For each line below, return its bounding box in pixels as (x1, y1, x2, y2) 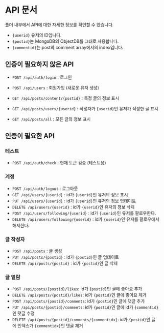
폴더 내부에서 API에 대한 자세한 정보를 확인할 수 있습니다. (5, 22, 114, 28)
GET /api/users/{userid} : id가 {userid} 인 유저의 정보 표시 (12, 191, 128, 197)
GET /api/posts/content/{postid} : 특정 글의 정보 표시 (12, 95, 119, 101)
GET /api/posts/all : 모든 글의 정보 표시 (12, 116, 91, 122)
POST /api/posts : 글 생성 (12, 248, 62, 254)
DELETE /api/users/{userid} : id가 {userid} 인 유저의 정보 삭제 (12, 204, 135, 210)
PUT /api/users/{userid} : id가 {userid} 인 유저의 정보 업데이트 (12, 198, 136, 204)
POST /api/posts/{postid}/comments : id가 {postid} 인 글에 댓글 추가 (12, 298, 145, 304)
